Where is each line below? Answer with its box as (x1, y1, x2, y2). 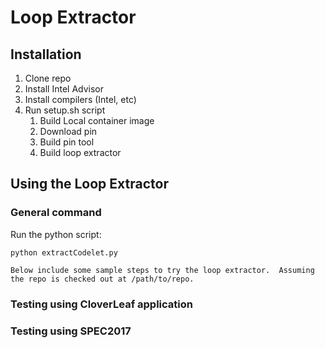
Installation (10, 46, 82, 63)
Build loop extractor (39, 147, 122, 158)
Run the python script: (10, 228, 102, 240)
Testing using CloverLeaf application (10, 297, 193, 311)
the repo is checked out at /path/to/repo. (10, 274, 195, 284)
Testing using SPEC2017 (10, 324, 132, 338)
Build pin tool (39, 136, 95, 148)
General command (10, 206, 102, 220)
